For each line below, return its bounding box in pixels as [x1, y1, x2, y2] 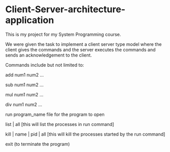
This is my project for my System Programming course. [5, 31, 122, 37]
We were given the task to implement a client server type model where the [5, 41, 162, 47]
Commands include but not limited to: [5, 62, 84, 68]
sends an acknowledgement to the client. [5, 52, 92, 58]
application [5, 14, 55, 26]
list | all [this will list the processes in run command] [5, 121, 114, 127]
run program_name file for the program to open [5, 111, 105, 117]
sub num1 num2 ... [5, 82, 44, 88]
